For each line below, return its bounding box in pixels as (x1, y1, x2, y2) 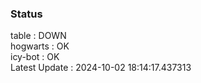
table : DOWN (10, 30, 67, 42)
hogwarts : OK (10, 40, 70, 52)
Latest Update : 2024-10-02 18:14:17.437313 (10, 62, 192, 74)
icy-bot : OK (10, 51, 60, 63)
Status (10, 7, 43, 21)
